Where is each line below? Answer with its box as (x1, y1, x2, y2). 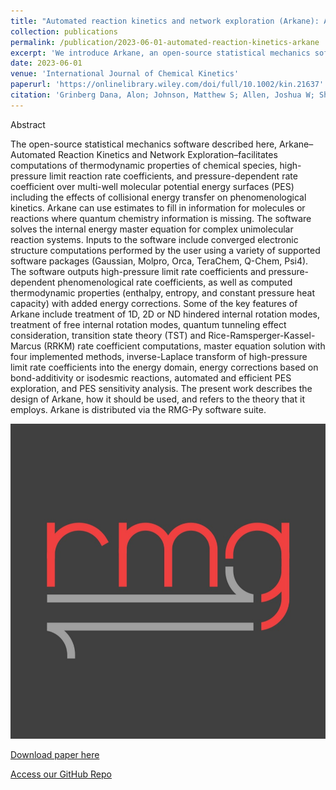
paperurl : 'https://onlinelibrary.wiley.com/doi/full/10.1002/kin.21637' (10, 80, 325, 90)
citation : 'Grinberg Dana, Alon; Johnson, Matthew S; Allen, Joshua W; (10, 90, 315, 100)
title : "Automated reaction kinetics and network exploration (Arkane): (10, 16, 320, 26)
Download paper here (10, 748, 100, 760)
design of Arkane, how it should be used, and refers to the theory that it (10, 393, 305, 405)
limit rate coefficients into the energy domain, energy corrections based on (10, 361, 319, 373)
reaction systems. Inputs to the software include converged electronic (10, 233, 299, 245)
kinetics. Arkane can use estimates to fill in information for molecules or (10, 201, 306, 214)
